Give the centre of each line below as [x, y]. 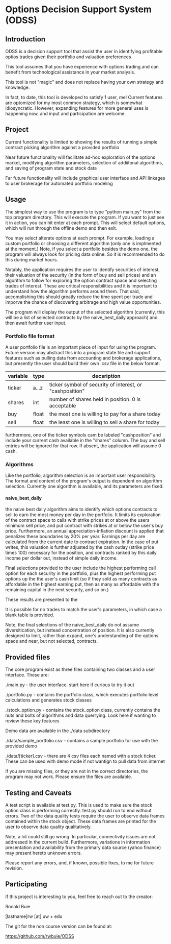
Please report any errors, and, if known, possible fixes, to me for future [80, 863]
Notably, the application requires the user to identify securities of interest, [83, 270]
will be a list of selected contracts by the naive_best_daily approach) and [81, 317]
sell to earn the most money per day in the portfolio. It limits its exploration [83, 515]
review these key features [32, 721]
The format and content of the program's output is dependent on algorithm [84, 481]
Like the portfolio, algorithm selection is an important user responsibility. [81, 475]
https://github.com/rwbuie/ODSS [40, 936]
